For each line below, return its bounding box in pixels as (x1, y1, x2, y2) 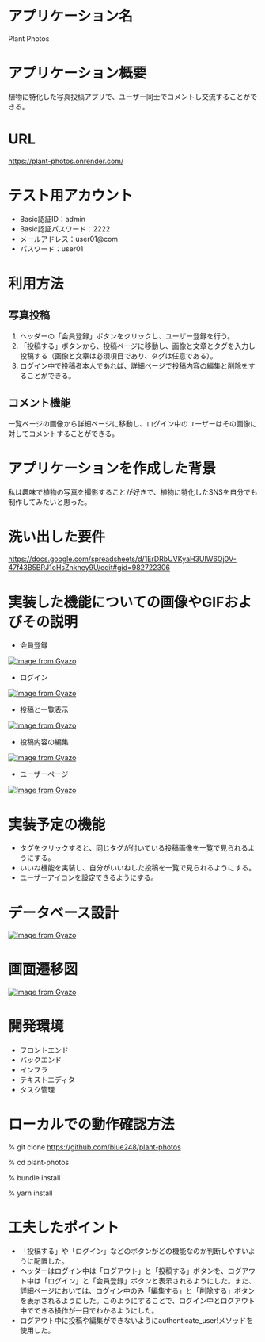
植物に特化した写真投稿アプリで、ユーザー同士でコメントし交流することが (8, 92, 251, 101)
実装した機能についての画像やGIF (8, 593, 225, 611)
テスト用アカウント (8, 187, 134, 205)
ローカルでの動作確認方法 (8, 1115, 176, 1134)
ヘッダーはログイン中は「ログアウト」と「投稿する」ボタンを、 (19, 1266, 228, 1275)
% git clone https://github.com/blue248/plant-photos (8, 1142, 182, 1152)
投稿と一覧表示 (19, 705, 69, 714)
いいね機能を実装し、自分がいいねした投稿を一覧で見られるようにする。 (19, 863, 256, 873)
